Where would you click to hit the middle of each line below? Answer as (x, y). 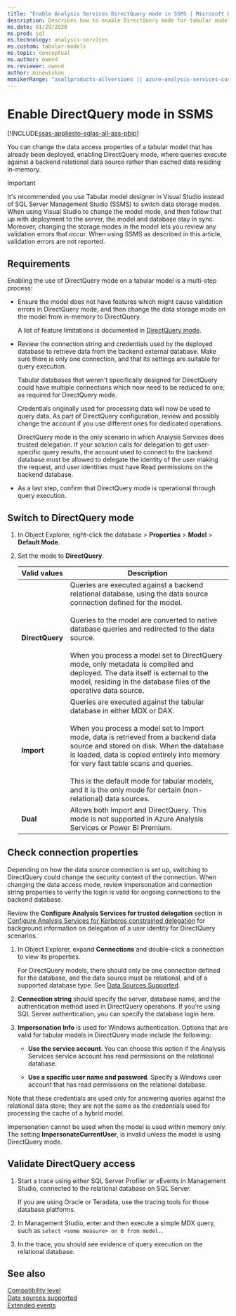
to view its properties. (49, 957)
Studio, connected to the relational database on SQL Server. (104, 1188)
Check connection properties (73, 853)
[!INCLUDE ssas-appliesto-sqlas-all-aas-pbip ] (73, 134)
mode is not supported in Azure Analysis (137, 819)
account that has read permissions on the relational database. (117, 1085)
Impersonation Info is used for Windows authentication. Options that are (123, 1027)
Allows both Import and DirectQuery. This (138, 810)
